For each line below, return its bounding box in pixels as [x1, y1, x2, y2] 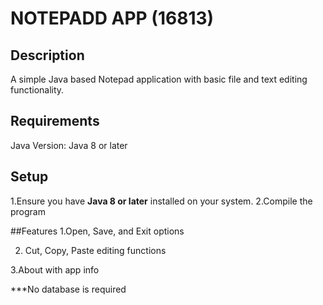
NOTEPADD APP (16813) [10, 7, 215, 30]
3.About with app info [10, 263, 100, 276]
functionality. [10, 84, 65, 96]
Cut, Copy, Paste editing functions [24, 244, 167, 256]
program [10, 205, 46, 217]
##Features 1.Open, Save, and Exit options [10, 225, 185, 237]
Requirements [10, 113, 100, 130]
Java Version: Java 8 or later [10, 139, 128, 151]
